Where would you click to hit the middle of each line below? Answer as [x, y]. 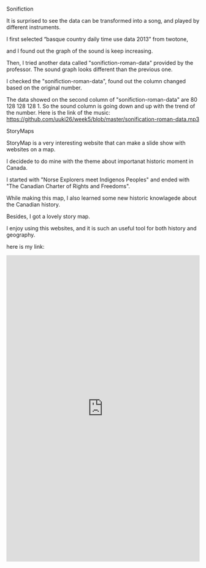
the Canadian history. [33, 204]
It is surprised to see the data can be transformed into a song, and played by [103, 21]
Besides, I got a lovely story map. [48, 216]
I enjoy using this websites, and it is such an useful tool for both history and [101, 228]
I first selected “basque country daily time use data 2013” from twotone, [97, 39]
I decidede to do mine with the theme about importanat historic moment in [100, 161]
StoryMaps [20, 131]
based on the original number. [44, 88]
